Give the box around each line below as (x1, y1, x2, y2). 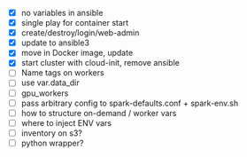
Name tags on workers (20, 67, 104, 78)
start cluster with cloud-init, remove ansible (20, 58, 181, 68)
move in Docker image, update (20, 48, 134, 59)
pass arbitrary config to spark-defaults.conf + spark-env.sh (20, 98, 239, 108)
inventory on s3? (20, 128, 83, 138)
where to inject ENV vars (20, 117, 112, 128)
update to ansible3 (20, 37, 90, 48)
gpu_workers (20, 88, 69, 98)
